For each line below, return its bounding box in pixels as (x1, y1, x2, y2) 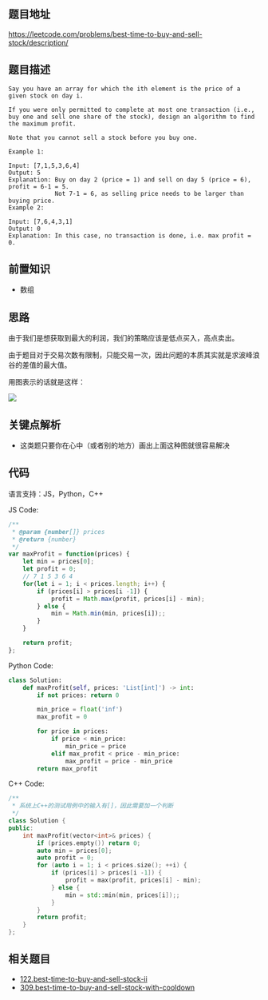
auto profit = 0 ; (37, 854, 94, 862)
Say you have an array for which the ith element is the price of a (8, 85, 241, 93)
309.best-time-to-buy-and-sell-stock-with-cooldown (19, 982, 195, 992)
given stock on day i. (8, 91, 84, 100)
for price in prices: (37, 727, 109, 735)
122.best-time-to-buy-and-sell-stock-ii (19, 974, 148, 983)
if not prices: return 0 (37, 691, 120, 699)
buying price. (8, 197, 56, 205)
